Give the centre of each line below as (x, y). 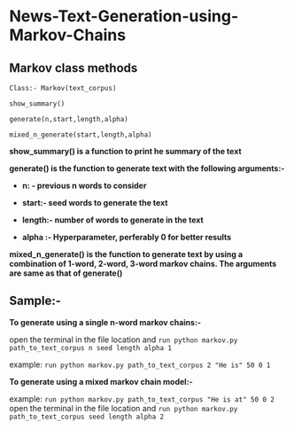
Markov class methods (73, 68)
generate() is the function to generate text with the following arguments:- (147, 168)
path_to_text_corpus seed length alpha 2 (87, 417)
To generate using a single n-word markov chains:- (105, 322)
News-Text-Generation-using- (124, 16)
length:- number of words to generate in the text (112, 220)
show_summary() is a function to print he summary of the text (125, 151)
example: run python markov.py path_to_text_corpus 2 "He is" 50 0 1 (140, 364)
